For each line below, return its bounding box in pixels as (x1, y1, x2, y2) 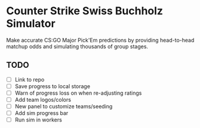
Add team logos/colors (14, 96, 72, 103)
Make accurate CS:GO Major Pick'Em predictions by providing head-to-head (6, 36, 195, 43)
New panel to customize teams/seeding (14, 103, 113, 110)
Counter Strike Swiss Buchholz (6, 4, 163, 18)
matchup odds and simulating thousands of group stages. (6, 43, 148, 50)
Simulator (6, 17, 56, 30)
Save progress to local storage (14, 82, 91, 90)
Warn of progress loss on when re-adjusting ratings (14, 89, 142, 96)
